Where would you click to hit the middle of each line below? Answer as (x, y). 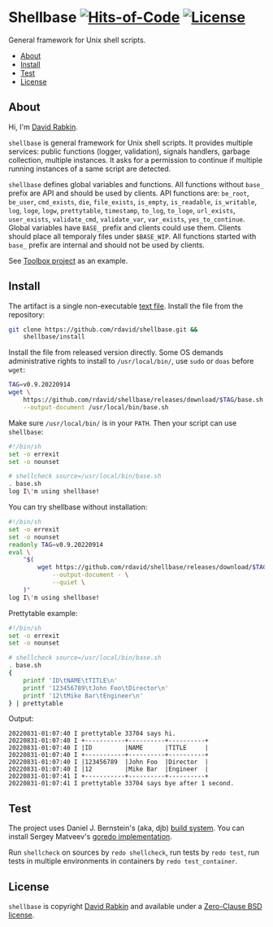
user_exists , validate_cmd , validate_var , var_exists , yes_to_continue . (127, 219)
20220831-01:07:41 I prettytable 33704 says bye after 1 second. (121, 784)
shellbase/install (54, 337)
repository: (27, 314)
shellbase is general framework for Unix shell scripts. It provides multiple (131, 142)
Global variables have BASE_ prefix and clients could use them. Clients (125, 227)
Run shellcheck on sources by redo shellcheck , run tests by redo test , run (134, 853)
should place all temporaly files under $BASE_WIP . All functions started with (132, 236)
